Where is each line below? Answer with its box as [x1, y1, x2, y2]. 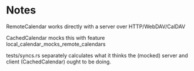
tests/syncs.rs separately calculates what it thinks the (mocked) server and [6, 52, 188, 59]
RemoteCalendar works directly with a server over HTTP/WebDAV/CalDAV [6, 23, 186, 30]
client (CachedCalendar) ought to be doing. [6, 58, 112, 65]
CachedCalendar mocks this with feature [6, 34, 105, 41]
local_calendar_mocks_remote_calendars [6, 40, 106, 48]
